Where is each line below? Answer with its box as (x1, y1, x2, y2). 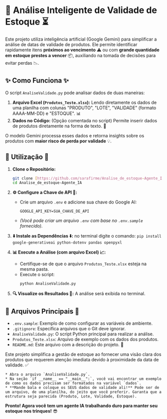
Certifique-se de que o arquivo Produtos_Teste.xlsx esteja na (19, 261, 147, 267)
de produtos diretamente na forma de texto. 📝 (12, 123, 107, 129)
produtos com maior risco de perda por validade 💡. (5, 138, 112, 144)
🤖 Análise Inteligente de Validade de (5, 5, 157, 16)
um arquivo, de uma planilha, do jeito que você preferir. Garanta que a (5, 389, 162, 394)
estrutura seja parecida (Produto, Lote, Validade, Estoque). (5, 394, 137, 399)
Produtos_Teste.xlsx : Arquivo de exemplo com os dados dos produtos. (12, 336, 159, 342)
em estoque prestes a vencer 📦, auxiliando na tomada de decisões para (5, 52, 156, 58)
